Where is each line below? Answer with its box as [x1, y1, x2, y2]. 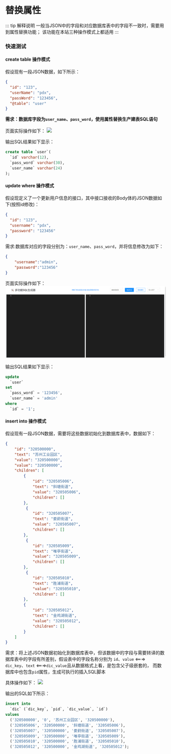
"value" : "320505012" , [32, 618, 81, 624]
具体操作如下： [5, 680, 37, 686]
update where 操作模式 [5, 183, 54, 189]
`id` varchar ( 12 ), [10, 155, 49, 160]
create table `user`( [5, 150, 51, 155]
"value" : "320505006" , [32, 489, 81, 494]
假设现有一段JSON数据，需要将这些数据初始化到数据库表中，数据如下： [5, 431, 156, 437]
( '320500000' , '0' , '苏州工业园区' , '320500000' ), [10, 717, 115, 722]
